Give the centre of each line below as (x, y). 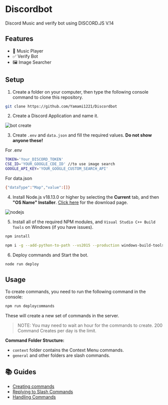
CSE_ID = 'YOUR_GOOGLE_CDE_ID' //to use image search (60, 164)
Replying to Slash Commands (43, 392)
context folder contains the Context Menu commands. (68, 350)
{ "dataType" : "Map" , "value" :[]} (38, 188)
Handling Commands (34, 397)
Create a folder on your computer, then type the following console (80, 92)
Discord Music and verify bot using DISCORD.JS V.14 (59, 23)
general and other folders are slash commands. (61, 355)
